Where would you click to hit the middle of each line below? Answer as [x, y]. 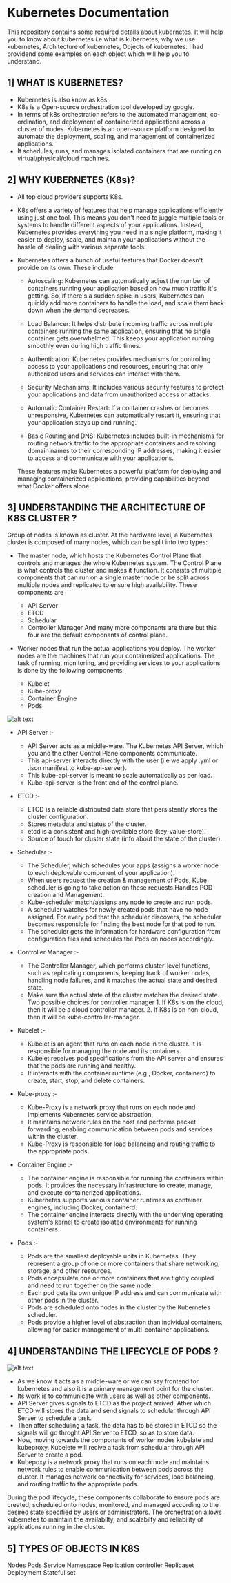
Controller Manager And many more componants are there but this [122, 628]
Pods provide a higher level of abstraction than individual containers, [125, 1322]
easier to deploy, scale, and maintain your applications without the [111, 239]
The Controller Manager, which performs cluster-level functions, [119, 966]
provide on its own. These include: [66, 267]
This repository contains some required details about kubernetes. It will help [115, 32]
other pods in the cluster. [63, 1301]
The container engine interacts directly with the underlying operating [125, 1215]
